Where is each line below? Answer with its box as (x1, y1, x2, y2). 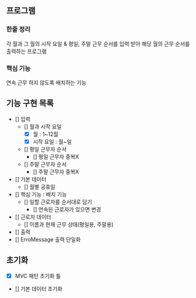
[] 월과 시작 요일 (23, 123, 62, 130)
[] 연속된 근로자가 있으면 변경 (32, 205, 101, 213)
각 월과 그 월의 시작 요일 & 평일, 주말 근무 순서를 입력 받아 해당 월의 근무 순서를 (6, 40, 191, 47)
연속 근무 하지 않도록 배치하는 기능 (6, 79, 87, 86)
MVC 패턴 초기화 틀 (14, 272, 61, 279)
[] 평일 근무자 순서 (23, 145, 67, 152)
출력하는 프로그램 (6, 48, 47, 55)
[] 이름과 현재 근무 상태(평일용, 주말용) (23, 220, 114, 228)
